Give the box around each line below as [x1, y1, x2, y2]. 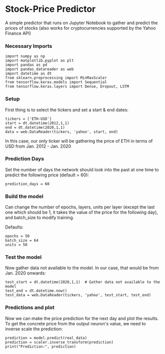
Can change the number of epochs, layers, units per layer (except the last [5, 204, 155, 210]
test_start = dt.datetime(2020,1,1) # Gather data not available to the [5, 280, 161, 285]
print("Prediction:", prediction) [5, 344, 77, 349]
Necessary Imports [5, 42, 52, 49]
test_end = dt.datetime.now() [5, 288, 68, 293]
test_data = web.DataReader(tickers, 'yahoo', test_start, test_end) [5, 293, 152, 298]
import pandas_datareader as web [5, 67, 74, 72]
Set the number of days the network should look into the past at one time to [5, 166, 159, 172]
